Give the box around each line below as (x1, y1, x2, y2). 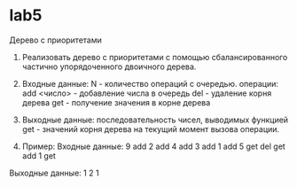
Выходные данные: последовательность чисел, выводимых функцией (21, 114, 289, 125)
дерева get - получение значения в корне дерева (21, 97, 211, 107)
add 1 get (21, 150, 56, 160)
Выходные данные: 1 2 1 (9, 168, 99, 178)
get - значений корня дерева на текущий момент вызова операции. (21, 123, 280, 134)
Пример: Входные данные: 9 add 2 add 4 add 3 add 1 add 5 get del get (21, 141, 285, 152)
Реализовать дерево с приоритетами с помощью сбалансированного (21, 51, 288, 62)
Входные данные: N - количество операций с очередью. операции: (21, 78, 279, 89)
